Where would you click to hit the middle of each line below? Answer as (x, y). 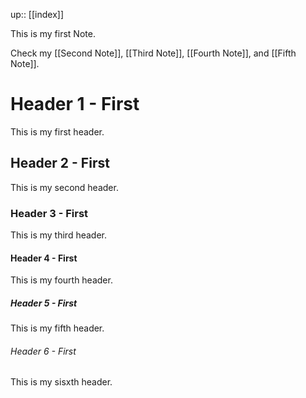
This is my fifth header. (57, 328)
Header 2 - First (60, 163)
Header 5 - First (44, 303)
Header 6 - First (43, 351)
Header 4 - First (44, 258)
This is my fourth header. (61, 280)
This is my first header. (57, 131)
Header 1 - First (75, 104)
